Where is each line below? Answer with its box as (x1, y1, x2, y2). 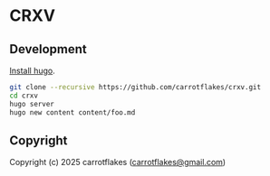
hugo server (9, 99, 54, 108)
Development (9, 42, 88, 57)
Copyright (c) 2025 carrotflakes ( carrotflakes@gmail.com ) (9, 157, 227, 168)
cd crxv (9, 91, 39, 100)
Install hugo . (9, 65, 56, 76)
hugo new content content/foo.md (9, 107, 136, 117)
